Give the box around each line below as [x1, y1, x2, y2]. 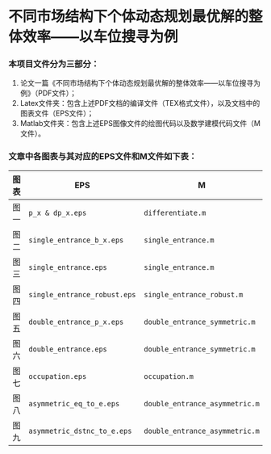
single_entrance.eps [28, 263, 107, 271]
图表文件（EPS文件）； [19, 108, 94, 118]
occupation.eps [28, 372, 87, 380]
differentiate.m [144, 208, 206, 217]
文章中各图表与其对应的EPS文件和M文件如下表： [8, 151, 198, 162]
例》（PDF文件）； [19, 88, 77, 98]
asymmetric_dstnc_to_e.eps [28, 426, 132, 435]
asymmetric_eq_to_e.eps [28, 399, 120, 408]
